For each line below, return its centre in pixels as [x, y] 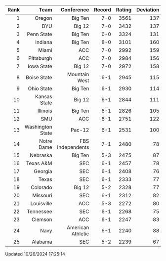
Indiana [44, 42]
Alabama [42, 242]
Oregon [43, 18]
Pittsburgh [40, 58]
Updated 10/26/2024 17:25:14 [35, 254]
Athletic [80, 234]
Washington [39, 127]
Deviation [148, 10]
